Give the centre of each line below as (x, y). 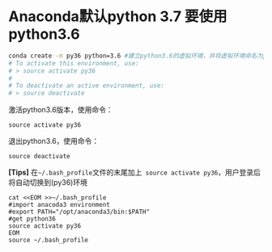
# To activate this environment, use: (74, 63)
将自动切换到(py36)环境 (48, 183)
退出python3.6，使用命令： (54, 141)
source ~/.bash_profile (49, 240)
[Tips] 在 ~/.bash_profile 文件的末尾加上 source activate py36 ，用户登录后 (135, 172)
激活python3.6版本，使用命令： (61, 110)
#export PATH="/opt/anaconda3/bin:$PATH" (79, 212)
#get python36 (32, 219)
